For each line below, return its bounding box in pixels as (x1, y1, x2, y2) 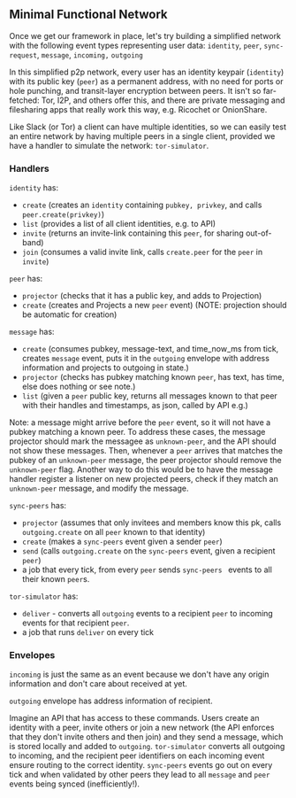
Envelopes (9, 649, 56, 662)
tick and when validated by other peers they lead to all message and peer (9, 770, 270, 780)
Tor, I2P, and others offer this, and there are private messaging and (41, 95, 285, 105)
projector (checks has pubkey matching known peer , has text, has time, (21, 372, 285, 383)
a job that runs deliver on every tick (21, 627, 155, 638)
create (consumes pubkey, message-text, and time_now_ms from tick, (21, 344, 279, 354)
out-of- (246, 228, 272, 238)
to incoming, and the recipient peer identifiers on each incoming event (9, 750, 265, 761)
